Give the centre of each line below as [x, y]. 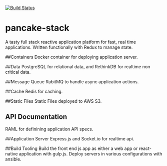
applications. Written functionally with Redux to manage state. [69, 47]
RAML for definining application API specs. [49, 129]
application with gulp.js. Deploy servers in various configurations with [90, 153]
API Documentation [36, 117]
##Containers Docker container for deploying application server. [71, 57]
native [11, 153]
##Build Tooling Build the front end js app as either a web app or [71, 148]
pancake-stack [37, 28]
